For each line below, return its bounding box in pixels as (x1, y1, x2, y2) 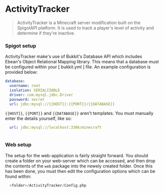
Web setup (5, 141, 32, 148)
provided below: (5, 69, 38, 75)
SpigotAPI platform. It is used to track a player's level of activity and (17, 25, 154, 30)
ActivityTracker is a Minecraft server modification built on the (17, 20, 141, 26)
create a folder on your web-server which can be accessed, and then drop (5, 158, 156, 164)
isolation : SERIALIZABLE (9, 87, 60, 93)
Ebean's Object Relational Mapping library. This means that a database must (5, 59, 159, 65)
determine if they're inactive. (17, 30, 75, 36)
